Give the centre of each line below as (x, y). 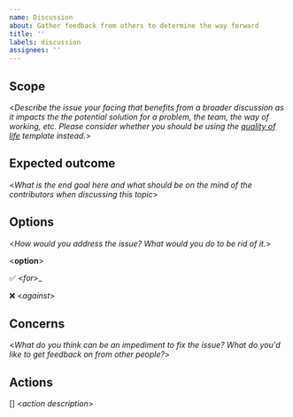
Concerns (37, 324)
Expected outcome (62, 163)
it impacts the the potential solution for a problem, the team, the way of (139, 117)
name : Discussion (41, 17)
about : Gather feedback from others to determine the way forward (134, 26)
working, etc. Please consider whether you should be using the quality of (143, 126)
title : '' (27, 34)
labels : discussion (45, 42)
